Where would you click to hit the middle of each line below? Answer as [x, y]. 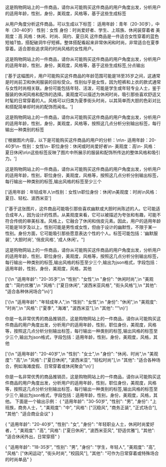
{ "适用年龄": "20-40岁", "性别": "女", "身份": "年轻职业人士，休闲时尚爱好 [80, 424]
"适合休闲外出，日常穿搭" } [33, 437]
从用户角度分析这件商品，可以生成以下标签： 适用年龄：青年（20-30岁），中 [83, 24]
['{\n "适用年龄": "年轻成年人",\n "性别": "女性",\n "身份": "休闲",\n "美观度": [81, 302]
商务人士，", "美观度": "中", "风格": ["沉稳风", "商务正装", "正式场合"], [88, 407]
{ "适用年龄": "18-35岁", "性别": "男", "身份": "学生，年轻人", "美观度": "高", [81, 447]
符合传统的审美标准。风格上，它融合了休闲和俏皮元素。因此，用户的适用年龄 [83, 221]
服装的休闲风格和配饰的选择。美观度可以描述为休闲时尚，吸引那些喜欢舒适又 [83, 94]
